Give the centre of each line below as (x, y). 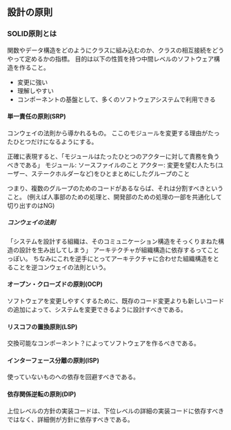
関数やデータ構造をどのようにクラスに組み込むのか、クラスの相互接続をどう (116, 50)
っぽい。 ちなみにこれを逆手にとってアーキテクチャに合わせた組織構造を (110, 258)
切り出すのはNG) (31, 205)
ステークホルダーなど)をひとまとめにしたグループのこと (110, 173)
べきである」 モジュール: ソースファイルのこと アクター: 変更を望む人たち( (112, 165)
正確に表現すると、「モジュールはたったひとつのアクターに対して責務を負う (113, 156)
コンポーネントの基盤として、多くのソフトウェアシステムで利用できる (116, 99)
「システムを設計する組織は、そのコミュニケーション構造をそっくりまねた (113, 241)
